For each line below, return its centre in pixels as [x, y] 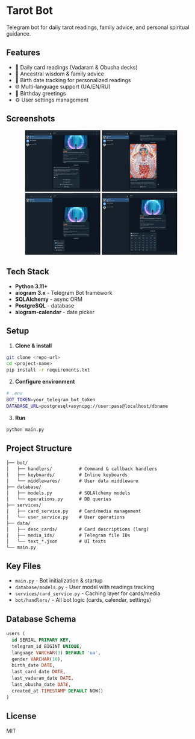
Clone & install [33, 346]
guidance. [19, 33]
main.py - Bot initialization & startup [59, 581]
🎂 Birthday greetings [40, 93]
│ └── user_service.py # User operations [66, 517]
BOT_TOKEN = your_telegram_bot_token [51, 400]
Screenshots [31, 119]
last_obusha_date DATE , [41, 685]
